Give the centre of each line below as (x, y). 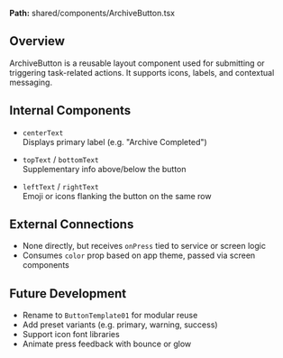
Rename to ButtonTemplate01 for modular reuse (110, 316)
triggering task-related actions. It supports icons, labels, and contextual (142, 72)
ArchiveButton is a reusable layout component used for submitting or (137, 63)
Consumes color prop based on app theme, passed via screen (139, 255)
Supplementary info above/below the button (104, 169)
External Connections (72, 225)
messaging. (31, 82)
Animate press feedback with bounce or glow (107, 344)
